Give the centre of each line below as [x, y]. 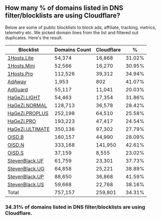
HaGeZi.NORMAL [27, 105]
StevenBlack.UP [26, 176]
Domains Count [73, 50]
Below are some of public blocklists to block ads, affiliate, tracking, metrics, [81, 27]
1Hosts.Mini [21, 66]
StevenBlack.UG [26, 168]
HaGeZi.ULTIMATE [29, 129]
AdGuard [18, 90]
